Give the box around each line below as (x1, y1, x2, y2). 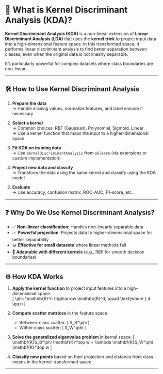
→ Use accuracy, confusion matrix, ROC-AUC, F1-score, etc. (12, 189, 133, 195)
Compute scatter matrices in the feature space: (12, 310, 109, 316)
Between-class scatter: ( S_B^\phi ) (19, 320, 90, 326)
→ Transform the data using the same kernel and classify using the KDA (12, 170, 156, 175)
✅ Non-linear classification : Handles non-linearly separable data (12, 224, 144, 230)
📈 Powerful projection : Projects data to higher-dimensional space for (12, 230, 152, 235)
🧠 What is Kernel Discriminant (5, 4, 128, 16)
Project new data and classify (12, 164, 73, 170)
